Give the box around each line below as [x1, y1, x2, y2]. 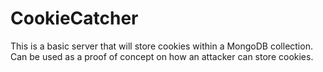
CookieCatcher [10, 7, 139, 30]
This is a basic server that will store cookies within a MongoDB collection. [10, 40, 313, 52]
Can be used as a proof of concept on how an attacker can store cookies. [10, 50, 314, 62]
